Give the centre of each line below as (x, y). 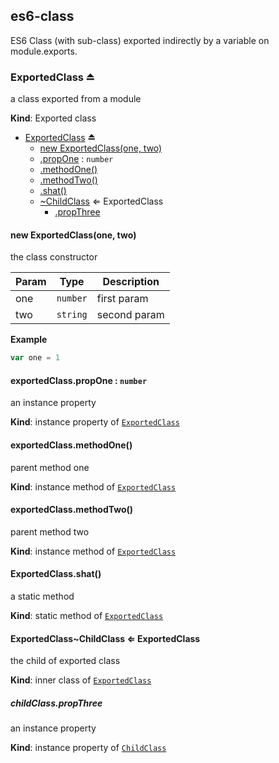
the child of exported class (65, 661)
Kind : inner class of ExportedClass (81, 680)
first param (122, 299)
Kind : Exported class (53, 118)
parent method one (50, 467)
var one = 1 (35, 358)
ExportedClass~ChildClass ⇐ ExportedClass (105, 638)
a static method (42, 596)
